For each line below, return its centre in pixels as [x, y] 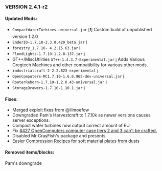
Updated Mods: [21, 19]
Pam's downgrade [23, 163]
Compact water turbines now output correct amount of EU [71, 126]
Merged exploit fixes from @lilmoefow [50, 110]
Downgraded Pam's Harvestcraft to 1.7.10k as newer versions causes [81, 115]
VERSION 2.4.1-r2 [26, 7]
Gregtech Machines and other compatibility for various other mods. [80, 65]
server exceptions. [31, 120]
